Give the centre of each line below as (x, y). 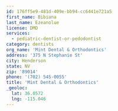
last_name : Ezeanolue (33, 22)
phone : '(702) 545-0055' (37, 77)
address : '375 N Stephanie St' (45, 55)
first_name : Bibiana (32, 17)
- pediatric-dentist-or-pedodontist (56, 39)
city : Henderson (26, 60)
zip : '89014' (22, 72)
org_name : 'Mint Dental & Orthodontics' (57, 50)
